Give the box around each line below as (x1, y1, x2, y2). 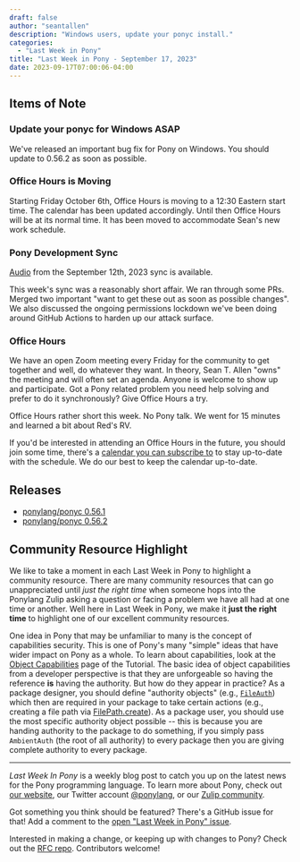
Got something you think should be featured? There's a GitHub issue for (9, 807, 274, 817)
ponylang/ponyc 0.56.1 (21, 507, 105, 517)
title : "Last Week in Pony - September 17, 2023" (9, 55, 198, 64)
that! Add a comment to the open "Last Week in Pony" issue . (9, 816, 232, 827)
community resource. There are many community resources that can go (9, 575, 274, 586)
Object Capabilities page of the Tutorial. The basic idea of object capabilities (9, 659, 291, 670)
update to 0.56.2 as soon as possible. (9, 153, 147, 164)
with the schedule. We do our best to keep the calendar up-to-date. (9, 457, 258, 467)
